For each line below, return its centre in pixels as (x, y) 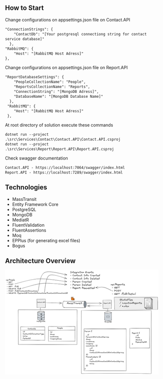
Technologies (26, 188)
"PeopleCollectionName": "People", (50, 82)
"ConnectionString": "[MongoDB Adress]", (56, 91)
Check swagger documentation (36, 158)
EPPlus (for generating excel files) (46, 240)
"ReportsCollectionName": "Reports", (52, 87)
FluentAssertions (29, 230)
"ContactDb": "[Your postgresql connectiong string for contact (80, 34)
